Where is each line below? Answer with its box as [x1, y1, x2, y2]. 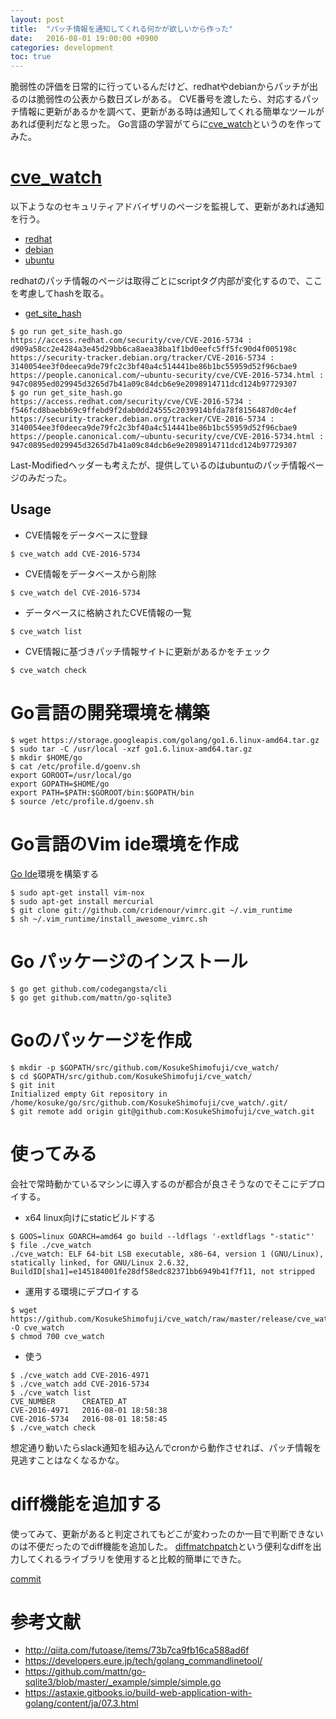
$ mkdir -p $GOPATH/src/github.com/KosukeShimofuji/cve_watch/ [10, 1062, 280, 1073]
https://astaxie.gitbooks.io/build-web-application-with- [24, 1687, 253, 1699]
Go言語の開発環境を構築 [10, 702, 210, 725]
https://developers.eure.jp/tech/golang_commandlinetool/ [24, 1655, 263, 1667]
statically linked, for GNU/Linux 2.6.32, [10, 1257, 190, 1268]
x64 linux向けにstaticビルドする [24, 1211, 156, 1223]
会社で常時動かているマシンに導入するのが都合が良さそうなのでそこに [10, 1177, 300, 1190]
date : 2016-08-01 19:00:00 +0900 [10, 33, 159, 43]
